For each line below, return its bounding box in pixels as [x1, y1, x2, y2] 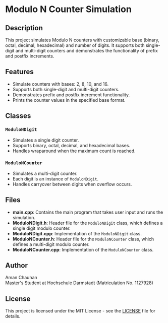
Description [5, 24, 43, 32]
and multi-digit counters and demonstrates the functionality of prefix [15, 48, 158, 53]
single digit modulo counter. [12, 225, 71, 231]
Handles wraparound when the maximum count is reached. [12, 148, 136, 154]
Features [5, 68, 34, 76]
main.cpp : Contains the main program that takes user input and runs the [12, 209, 163, 215]
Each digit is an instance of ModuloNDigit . [12, 175, 98, 182]
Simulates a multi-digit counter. [12, 170, 78, 176]
